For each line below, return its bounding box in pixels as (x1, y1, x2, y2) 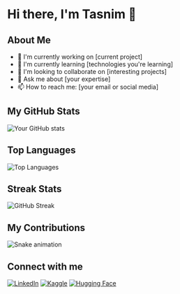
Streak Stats (7, 183, 62, 195)
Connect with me (7, 260, 84, 272)
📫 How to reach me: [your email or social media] (17, 83, 159, 91)
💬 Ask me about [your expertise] (17, 75, 111, 83)
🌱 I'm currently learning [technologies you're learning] (17, 60, 173, 68)
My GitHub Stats (7, 105, 80, 117)
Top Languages (7, 145, 76, 156)
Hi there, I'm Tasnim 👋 (7, 6, 137, 22)
